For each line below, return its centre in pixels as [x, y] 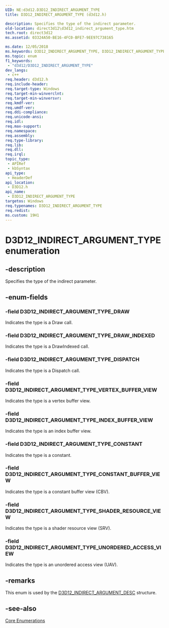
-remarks [20, 580]
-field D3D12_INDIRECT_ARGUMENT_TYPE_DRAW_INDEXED [80, 335]
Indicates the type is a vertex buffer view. [48, 401]
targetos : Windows [24, 201]
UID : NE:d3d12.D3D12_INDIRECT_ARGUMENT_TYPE [53, 10]
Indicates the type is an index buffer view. [48, 431]
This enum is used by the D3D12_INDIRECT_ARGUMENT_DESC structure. [81, 593]
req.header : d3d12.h [27, 80]
